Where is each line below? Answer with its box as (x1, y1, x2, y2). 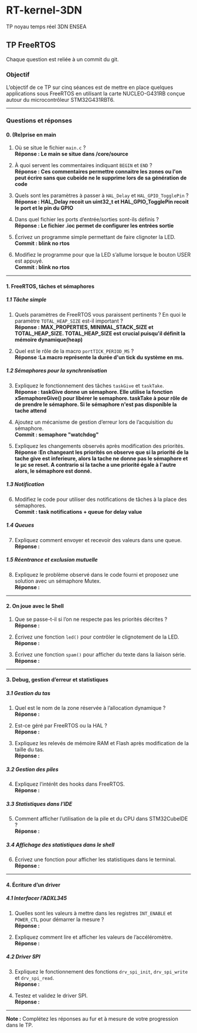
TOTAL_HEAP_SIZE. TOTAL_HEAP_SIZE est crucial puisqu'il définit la (14, 330, 186, 337)
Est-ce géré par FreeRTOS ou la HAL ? (14, 722, 107, 729)
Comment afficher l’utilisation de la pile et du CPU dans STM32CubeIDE (14, 815, 188, 822)
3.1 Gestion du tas (6, 690, 51, 696)
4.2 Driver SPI (6, 953, 41, 960)
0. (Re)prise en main (6, 131, 57, 138)
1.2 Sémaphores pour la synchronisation (6, 367, 107, 374)
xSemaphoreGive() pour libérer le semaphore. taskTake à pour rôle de (14, 394, 188, 401)
